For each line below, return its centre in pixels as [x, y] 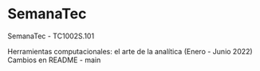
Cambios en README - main [54, 60]
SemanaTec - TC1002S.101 [51, 36]
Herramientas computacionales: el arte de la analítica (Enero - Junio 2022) [130, 51]
